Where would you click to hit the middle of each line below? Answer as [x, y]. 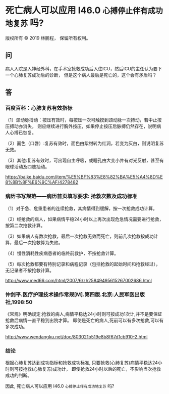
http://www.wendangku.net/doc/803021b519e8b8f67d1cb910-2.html [76, 337]
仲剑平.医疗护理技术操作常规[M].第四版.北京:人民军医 [70, 294]
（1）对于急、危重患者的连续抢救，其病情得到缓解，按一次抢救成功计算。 [81, 208]
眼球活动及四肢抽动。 [27, 167]
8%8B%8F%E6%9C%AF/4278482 [42, 182]
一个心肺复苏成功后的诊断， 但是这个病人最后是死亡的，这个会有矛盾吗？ [81, 75]
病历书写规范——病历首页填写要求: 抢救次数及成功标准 [71, 196]
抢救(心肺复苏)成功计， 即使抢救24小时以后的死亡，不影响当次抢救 [92, 369]
